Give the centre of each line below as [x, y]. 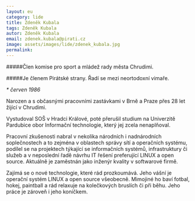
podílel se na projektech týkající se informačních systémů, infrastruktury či [97, 149]
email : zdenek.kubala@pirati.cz [46, 39]
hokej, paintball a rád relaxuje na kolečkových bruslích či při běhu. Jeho [93, 185]
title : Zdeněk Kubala [33, 22]
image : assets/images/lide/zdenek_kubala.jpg [63, 45]
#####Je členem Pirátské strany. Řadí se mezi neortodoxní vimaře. [88, 78]
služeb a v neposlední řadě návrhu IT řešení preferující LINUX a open [90, 155]
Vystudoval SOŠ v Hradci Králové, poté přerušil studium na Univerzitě [91, 118]
